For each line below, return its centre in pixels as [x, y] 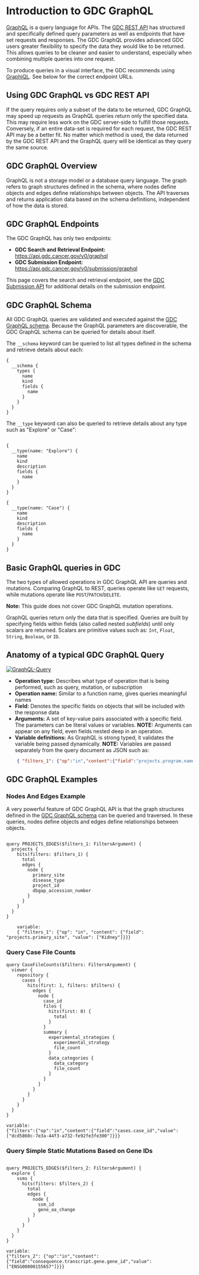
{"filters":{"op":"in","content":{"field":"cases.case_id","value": [92, 1130]
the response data [37, 712]
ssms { [25, 1178]
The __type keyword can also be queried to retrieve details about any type [97, 424]
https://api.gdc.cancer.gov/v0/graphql [61, 256]
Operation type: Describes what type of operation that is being [92, 680]
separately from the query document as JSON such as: [82, 750]
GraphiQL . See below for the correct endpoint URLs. [70, 76]
